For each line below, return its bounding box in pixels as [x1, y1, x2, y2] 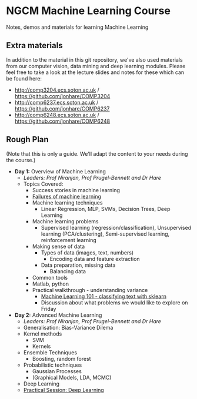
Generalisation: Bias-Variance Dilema [23, 324, 113, 331]
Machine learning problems [32, 217, 99, 224]
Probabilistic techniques [23, 361, 82, 368]
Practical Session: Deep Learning [23, 386, 104, 393]
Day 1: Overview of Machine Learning [14, 167, 106, 175]
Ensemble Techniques [23, 348, 78, 356]
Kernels [32, 343, 51, 350]
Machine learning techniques [32, 199, 103, 206]
